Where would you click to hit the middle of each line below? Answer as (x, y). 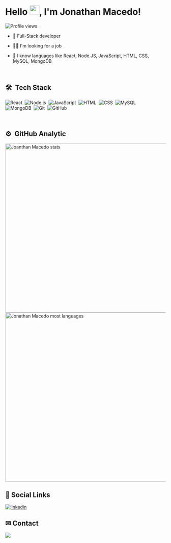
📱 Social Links (28, 495)
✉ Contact (22, 523)
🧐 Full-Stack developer (37, 36)
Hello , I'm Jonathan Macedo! (73, 12)
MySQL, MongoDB (32, 61)
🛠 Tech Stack (28, 88)
